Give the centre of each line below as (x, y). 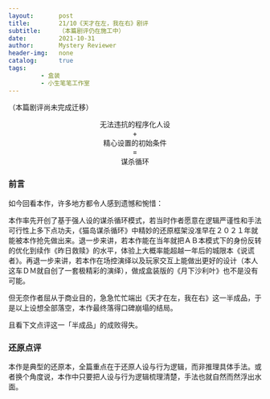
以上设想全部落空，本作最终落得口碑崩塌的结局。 (96, 307)
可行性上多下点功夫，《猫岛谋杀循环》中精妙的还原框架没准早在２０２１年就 (133, 230)
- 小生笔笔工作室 (65, 83)
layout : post (41, 16)
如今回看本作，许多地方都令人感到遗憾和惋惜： (86, 203)
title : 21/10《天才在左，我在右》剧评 (78, 23)
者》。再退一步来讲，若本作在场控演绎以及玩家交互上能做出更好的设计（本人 (133, 260)
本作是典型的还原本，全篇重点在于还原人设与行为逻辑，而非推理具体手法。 (131, 367)
